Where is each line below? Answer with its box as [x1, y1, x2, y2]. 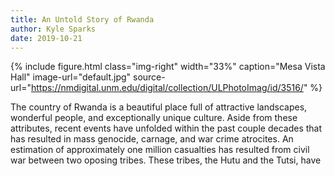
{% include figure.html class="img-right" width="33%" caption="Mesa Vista [10, 61, 326, 73]
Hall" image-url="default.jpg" [10, 71, 132, 83]
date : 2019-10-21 [10, 33, 83, 43]
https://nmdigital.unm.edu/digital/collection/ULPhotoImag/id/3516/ [30, 82, 304, 94]
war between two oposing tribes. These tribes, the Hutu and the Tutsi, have [10, 154, 322, 166]
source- [133, 71, 166, 83]
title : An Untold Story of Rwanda [10, 14, 155, 25]
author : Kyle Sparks [10, 24, 97, 34]
